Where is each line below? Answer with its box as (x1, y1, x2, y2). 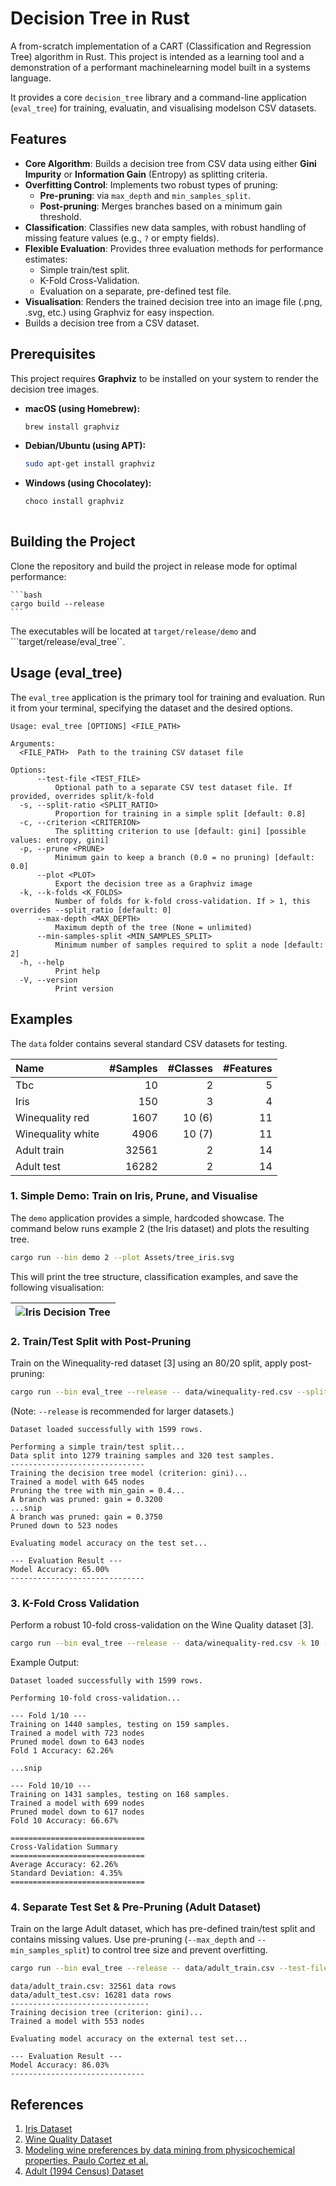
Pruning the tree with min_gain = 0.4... (10, 1485, 186, 1496)
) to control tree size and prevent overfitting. (86, 1944, 268, 1956)
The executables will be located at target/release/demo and (10, 625, 257, 637)
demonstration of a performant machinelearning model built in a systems (10, 61, 311, 73)
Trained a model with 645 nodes (10, 1477, 145, 1487)
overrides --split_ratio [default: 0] (10, 905, 172, 915)
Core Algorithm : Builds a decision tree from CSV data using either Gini (24, 157, 317, 169)
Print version (54, 983, 114, 994)
